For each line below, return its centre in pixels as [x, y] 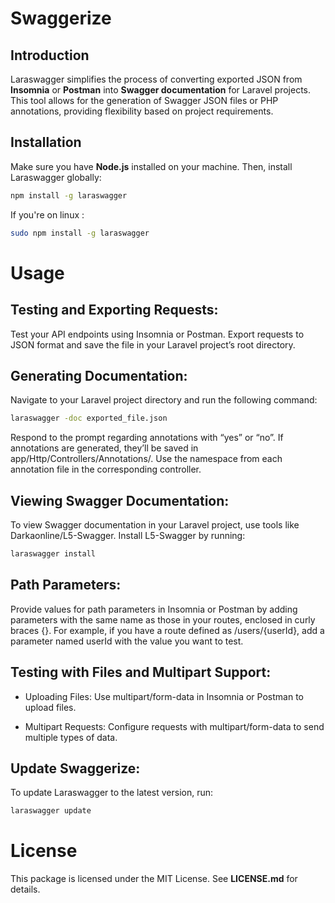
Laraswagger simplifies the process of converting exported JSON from [156, 79]
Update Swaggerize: [75, 768]
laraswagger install [53, 554]
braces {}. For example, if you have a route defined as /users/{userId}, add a [167, 630]
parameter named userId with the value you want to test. [127, 641]
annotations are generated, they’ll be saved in [104, 448]
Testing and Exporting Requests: [114, 310]
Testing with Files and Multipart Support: [141, 672]
